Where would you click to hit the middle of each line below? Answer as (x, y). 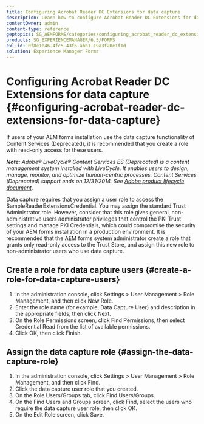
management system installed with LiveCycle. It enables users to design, (98, 168)
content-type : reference (38, 29)
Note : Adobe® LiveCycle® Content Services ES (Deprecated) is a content (98, 162)
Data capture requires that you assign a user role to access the (85, 199)
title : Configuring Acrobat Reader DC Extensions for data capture (93, 12)
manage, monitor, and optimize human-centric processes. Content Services (102, 174)
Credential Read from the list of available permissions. (83, 326)
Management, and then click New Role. (64, 301)
